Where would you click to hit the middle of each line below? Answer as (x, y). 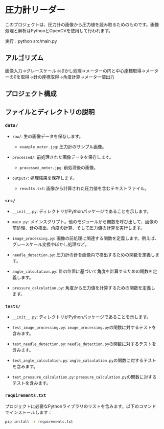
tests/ (13, 306)
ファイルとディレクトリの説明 (50, 112)
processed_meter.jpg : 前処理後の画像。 (59, 167)
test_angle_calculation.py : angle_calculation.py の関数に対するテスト (84, 360)
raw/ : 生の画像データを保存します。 (48, 136)
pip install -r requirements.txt (39, 422)
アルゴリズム (24, 58)
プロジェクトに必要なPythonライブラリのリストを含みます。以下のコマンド (81, 406)
